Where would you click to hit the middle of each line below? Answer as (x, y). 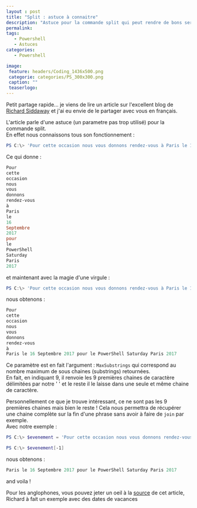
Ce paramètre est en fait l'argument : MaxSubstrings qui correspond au (91, 365)
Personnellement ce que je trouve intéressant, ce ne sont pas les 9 (86, 401)
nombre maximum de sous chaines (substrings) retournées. (78, 371)
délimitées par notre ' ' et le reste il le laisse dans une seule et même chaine (98, 384)
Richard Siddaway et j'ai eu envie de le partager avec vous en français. (92, 111)
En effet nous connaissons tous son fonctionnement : (70, 135)
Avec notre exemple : (32, 427)
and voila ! (18, 481)
